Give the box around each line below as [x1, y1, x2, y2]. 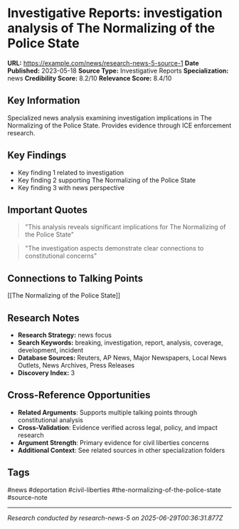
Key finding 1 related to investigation [17, 168, 124, 177]
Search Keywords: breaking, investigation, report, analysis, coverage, [17, 338, 223, 347]
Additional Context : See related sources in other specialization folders [17, 446, 225, 454]
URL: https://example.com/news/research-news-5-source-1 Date [7, 58, 199, 67]
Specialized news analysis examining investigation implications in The [7, 113, 212, 122]
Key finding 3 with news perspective [17, 183, 124, 192]
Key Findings [7, 150, 67, 162]
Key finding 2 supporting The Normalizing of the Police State [17, 176, 196, 184]
